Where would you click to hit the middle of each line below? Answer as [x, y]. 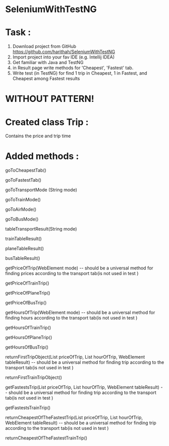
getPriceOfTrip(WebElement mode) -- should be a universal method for [79, 268]
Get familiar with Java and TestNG [48, 63]
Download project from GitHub [44, 46]
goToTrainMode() [23, 200]
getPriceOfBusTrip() [26, 303]
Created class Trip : [47, 122]
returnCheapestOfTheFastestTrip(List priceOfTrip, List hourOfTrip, [74, 418]
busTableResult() [23, 258]
